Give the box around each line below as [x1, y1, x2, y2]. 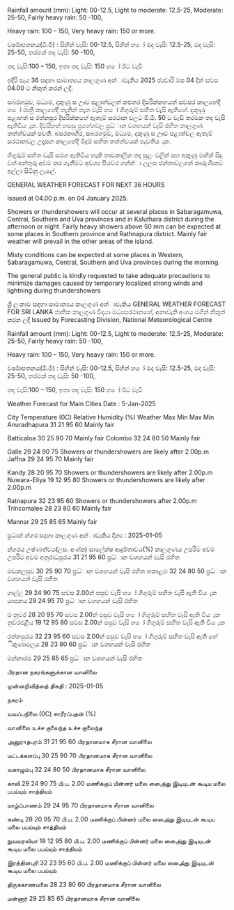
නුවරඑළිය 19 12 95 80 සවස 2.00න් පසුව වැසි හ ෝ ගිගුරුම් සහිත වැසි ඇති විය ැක [7, 618, 225, 626]
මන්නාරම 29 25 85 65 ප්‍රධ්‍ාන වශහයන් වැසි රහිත [7, 654, 143, 662]
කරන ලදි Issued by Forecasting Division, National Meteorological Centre [7, 316, 212, 323]
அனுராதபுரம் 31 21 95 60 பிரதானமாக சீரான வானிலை [7, 738, 152, 746]
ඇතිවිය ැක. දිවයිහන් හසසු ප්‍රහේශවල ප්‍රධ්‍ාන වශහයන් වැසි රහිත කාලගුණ [7, 121, 203, 130]
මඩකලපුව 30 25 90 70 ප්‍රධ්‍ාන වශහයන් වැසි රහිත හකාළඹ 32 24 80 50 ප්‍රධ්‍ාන [7, 567, 227, 575]
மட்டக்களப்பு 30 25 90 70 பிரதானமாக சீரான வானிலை [7, 752, 153, 759]
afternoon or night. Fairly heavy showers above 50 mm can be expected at [7, 222, 221, 231]
